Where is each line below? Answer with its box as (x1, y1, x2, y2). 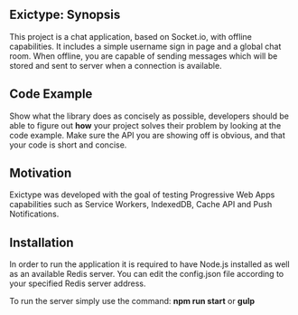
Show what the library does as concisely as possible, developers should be (9, 110, 289, 121)
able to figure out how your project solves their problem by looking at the (9, 119, 282, 130)
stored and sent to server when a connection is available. (9, 60, 223, 71)
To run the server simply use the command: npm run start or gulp (9, 296, 256, 307)
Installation (9, 234, 74, 250)
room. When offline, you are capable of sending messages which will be (9, 50, 278, 62)
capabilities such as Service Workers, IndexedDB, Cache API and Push (9, 199, 273, 210)
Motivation (9, 166, 72, 181)
